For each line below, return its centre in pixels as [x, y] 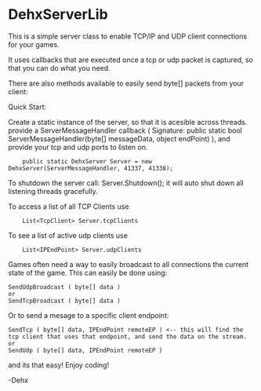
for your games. [34, 44]
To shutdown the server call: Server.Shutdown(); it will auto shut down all [126, 183]
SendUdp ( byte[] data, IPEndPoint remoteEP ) [85, 350]
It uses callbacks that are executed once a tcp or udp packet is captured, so [130, 60]
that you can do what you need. [60, 68]
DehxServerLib [58, 15]
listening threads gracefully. [53, 191]
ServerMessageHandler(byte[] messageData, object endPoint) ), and [119, 138]
